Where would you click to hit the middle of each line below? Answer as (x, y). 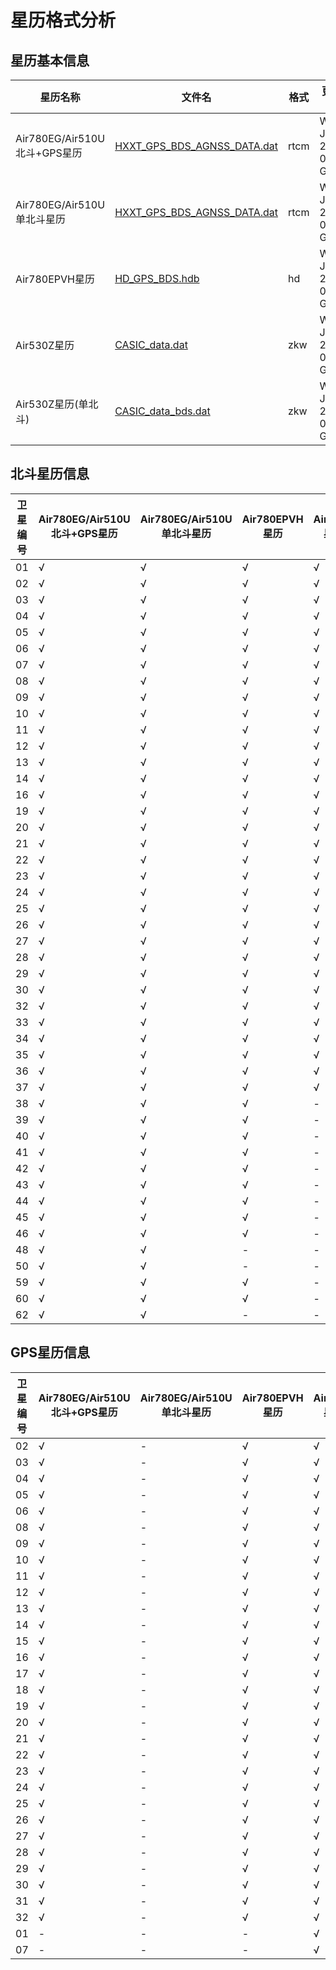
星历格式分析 (63, 20)
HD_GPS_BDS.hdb (157, 278)
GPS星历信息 (50, 1352)
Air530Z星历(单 (52, 404)
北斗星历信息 (50, 474)
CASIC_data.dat (151, 344)
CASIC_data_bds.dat (162, 411)
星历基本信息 (50, 60)
